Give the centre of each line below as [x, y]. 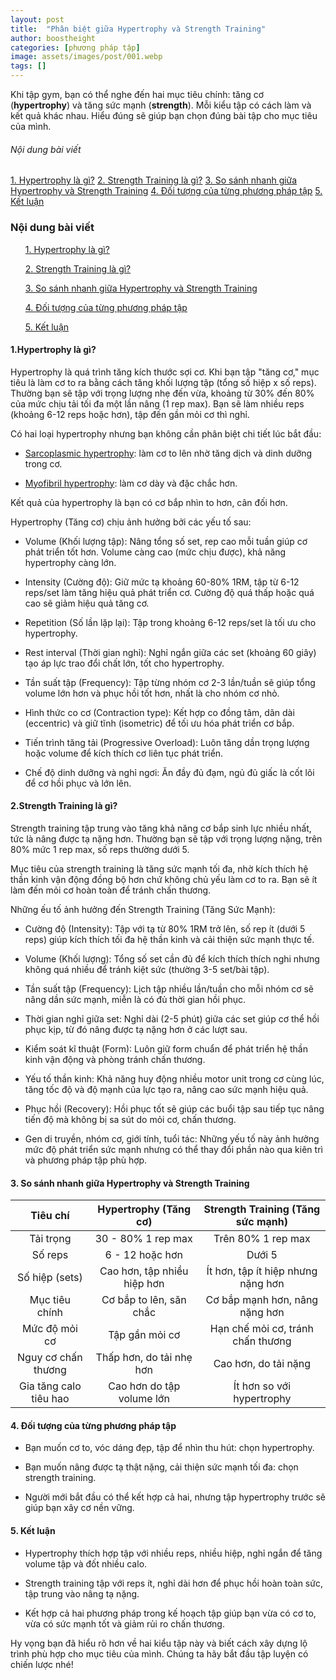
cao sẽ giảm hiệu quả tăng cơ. [87, 603]
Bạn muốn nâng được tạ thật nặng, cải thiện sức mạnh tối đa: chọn [161, 1467]
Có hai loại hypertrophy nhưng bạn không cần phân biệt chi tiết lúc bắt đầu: [166, 433]
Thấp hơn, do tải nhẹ [144, 1358]
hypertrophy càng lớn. [70, 562]
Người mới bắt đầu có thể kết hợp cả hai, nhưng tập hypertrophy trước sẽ [175, 1497]
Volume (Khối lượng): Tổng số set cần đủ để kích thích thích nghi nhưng [172, 958]
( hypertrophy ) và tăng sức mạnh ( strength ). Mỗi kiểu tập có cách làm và [161, 105]
